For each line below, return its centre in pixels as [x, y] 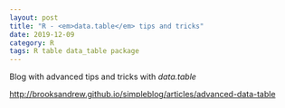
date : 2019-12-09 [42, 34]
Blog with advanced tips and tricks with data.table [103, 76]
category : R [32, 43]
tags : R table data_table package [75, 51]
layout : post [34, 18]
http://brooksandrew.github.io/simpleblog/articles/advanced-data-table [142, 94]
